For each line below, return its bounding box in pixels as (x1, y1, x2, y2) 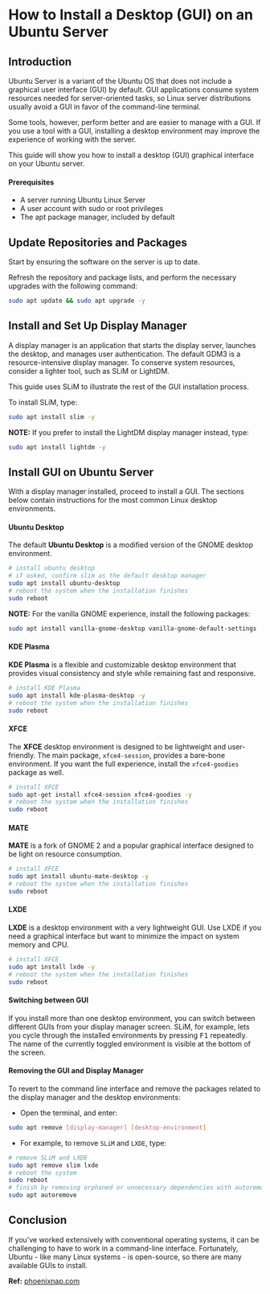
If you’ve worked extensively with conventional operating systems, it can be (8, 1234, 260, 1244)
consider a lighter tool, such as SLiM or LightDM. (8, 366, 170, 375)
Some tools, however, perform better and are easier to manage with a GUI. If (8, 118, 261, 126)
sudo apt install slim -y (8, 413, 95, 421)
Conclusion (8, 1213, 67, 1227)
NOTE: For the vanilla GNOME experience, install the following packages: (8, 608, 251, 618)
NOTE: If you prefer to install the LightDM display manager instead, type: (8, 427, 249, 437)
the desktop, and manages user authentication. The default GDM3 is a (8, 349, 241, 359)
